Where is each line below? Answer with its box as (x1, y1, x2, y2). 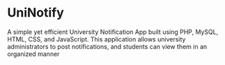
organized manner (7, 50, 60, 58)
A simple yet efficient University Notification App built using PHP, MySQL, (7, 28, 219, 36)
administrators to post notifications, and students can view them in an (7, 42, 208, 50)
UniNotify (7, 5, 64, 21)
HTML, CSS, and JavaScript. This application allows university (7, 35, 186, 43)
